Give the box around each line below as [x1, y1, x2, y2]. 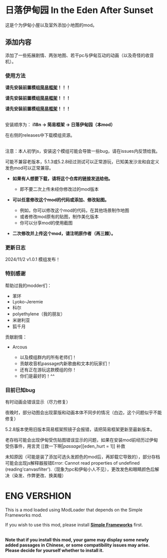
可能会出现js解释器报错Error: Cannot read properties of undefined [5, 460, 140, 466]
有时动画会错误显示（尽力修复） [5, 399, 71, 405]
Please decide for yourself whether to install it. [5, 547, 104, 553]
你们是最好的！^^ [19, 373, 55, 379]
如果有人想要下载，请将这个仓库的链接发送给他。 [12, 176, 113, 182]
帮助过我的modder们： [5, 282, 52, 288]
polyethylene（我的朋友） [12, 310, 66, 317]
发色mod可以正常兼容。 [5, 165, 54, 171]
